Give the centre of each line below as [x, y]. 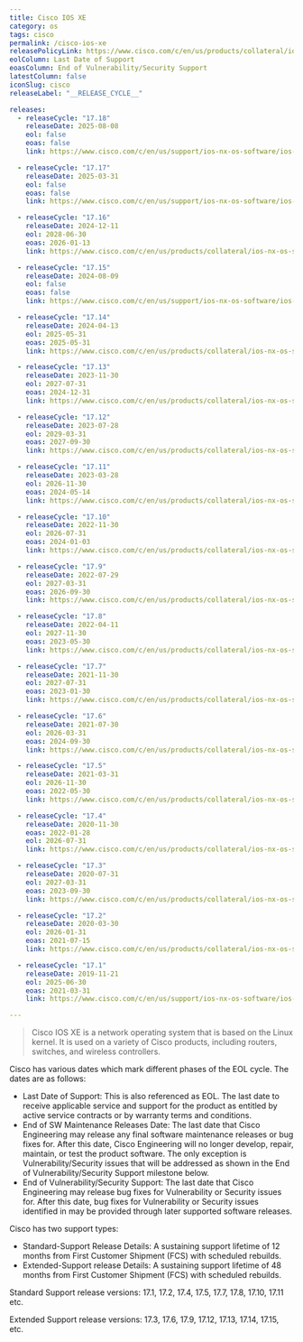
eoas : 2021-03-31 [58, 990]
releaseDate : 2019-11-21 [72, 974]
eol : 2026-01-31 [56, 932]
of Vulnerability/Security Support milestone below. [116, 1173]
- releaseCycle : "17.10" [64, 517]
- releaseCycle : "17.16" [64, 217]
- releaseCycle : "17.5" [62, 766]
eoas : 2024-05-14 [58, 492]
